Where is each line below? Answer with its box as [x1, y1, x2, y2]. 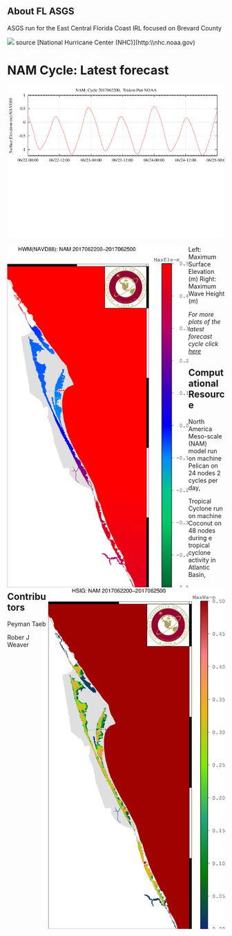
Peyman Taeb [7, 620, 46, 628]
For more [188, 310, 214, 318]
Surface [188, 259, 211, 268]
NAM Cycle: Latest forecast [7, 62, 169, 78]
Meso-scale [188, 432, 222, 441]
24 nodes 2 [188, 469, 221, 477]
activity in [188, 556, 216, 565]
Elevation [188, 267, 215, 275]
